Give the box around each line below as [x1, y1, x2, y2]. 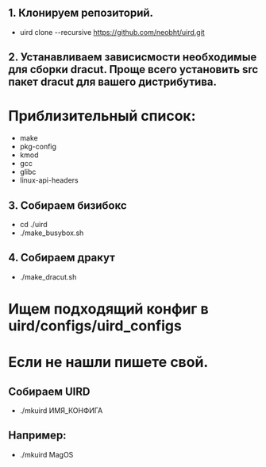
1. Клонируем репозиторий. [8, 6, 153, 20]
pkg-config [19, 142, 57, 152]
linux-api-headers [19, 176, 79, 185]
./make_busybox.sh [19, 228, 84, 237]
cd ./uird [19, 219, 48, 229]
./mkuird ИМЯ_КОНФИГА [19, 405, 103, 415]
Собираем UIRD [8, 384, 91, 398]
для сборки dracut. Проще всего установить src [8, 63, 259, 76]
